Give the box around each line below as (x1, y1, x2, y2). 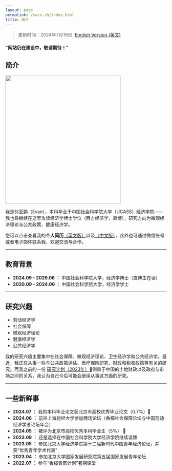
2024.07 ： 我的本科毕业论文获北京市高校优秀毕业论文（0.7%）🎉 (12, 409, 151, 415)
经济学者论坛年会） (12, 422, 54, 428)
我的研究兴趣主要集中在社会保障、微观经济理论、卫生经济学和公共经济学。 (5, 353, 162, 360)
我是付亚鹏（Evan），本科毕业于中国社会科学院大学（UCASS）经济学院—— (5, 209, 164, 215)
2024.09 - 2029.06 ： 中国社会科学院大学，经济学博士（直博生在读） (12, 274, 160, 280)
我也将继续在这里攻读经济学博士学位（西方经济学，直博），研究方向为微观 (5, 215, 160, 221)
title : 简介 (5, 17, 29, 22)
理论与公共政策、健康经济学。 (9, 221, 73, 228)
